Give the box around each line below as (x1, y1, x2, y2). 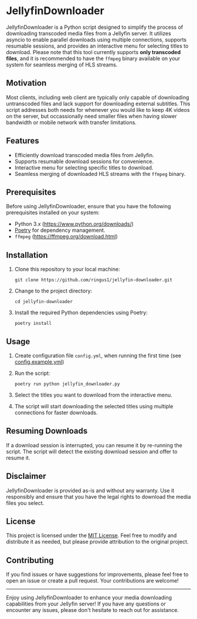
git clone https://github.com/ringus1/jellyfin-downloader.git (14, 277, 173, 283)
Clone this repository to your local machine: (14, 266, 120, 273)
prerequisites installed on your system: (6, 209, 100, 216)
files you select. (6, 499, 45, 507)
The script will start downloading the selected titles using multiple (14, 403, 174, 410)
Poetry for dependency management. (14, 227, 106, 234)
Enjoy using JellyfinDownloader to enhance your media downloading (6, 594, 172, 601)
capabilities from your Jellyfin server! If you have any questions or (6, 600, 166, 607)
